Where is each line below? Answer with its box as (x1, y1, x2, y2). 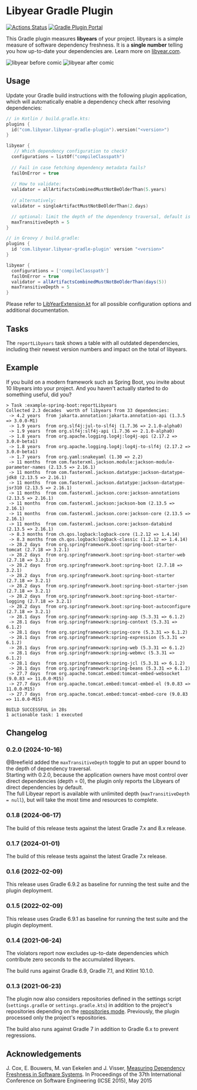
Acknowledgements (6, 1049, 82, 1059)
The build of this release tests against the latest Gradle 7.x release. (6, 853, 168, 860)
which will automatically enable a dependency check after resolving (6, 98, 171, 105)
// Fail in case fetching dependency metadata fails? (11, 164, 146, 170)
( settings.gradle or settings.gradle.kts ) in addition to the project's (6, 1002, 172, 1009)
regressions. (6, 1032, 36, 1039)
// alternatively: (11, 197, 57, 203)
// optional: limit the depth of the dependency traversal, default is (11, 213, 191, 219)
